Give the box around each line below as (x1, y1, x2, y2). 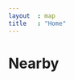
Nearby (8, 54, 60, 73)
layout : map (8, 11, 56, 20)
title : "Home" (8, 19, 67, 27)
